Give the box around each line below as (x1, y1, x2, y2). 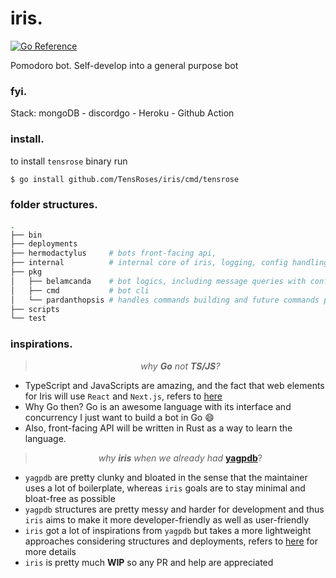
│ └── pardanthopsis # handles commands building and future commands (10, 295, 320, 305)
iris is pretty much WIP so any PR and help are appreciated (24, 556, 274, 568)
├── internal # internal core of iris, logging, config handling (10, 258, 329, 268)
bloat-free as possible (24, 492, 116, 504)
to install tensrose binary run (10, 155, 128, 167)
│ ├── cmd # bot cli (10, 285, 150, 296)
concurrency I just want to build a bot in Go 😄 (24, 411, 215, 423)
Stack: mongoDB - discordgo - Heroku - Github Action (10, 107, 235, 119)
